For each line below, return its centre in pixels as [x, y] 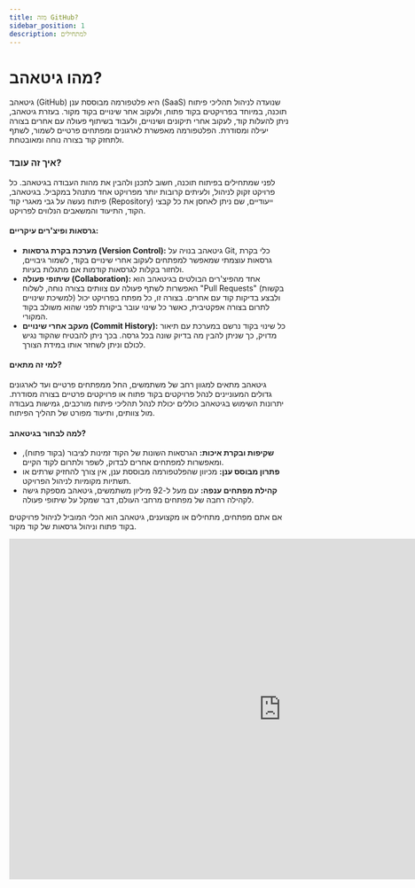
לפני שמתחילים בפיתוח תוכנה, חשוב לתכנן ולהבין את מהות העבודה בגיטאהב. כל [142, 182]
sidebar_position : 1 [47, 26]
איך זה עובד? [35, 163]
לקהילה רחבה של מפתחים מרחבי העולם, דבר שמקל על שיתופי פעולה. [138, 500]
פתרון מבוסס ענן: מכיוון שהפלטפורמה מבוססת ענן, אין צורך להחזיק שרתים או [151, 471]
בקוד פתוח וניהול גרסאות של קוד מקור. [73, 526]
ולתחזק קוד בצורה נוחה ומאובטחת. [67, 140]
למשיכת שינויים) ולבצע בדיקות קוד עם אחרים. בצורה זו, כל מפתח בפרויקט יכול [151, 297]
